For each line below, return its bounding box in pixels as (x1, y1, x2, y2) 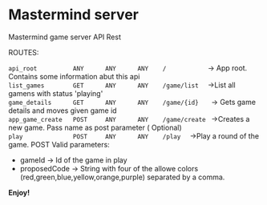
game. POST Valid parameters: (8, 139, 110, 149)
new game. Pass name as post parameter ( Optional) (8, 123, 182, 132)
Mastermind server (8, 6, 139, 24)
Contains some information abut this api (8, 71, 140, 81)
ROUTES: (8, 47, 39, 57)
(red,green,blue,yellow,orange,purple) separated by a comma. (19, 172, 225, 182)
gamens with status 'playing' (8, 88, 103, 98)
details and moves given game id (8, 106, 118, 115)
